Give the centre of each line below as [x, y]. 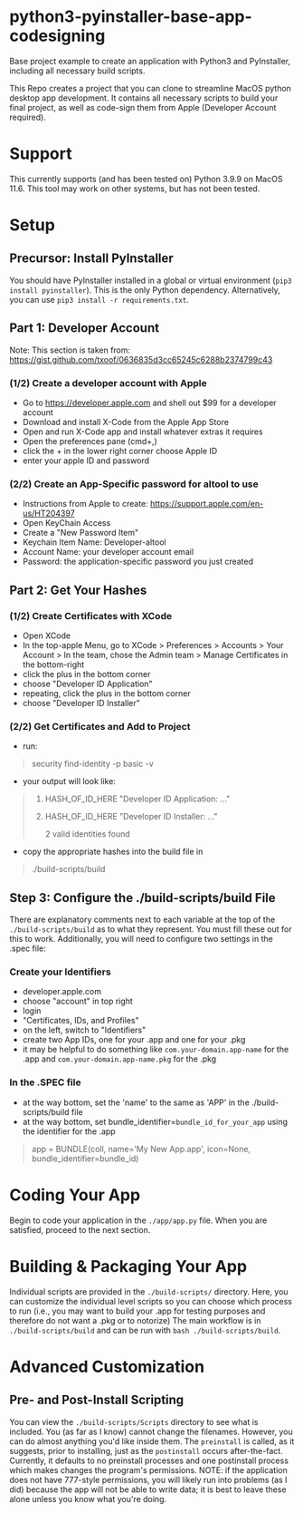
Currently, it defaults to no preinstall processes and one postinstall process [149, 1460]
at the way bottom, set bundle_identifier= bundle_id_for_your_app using [155, 1121]
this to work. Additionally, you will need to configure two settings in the [141, 939]
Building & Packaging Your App [128, 1266]
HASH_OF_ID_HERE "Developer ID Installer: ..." [131, 817]
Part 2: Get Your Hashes [78, 590]
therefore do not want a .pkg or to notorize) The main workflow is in [135, 1320]
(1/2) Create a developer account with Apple [109, 383]
